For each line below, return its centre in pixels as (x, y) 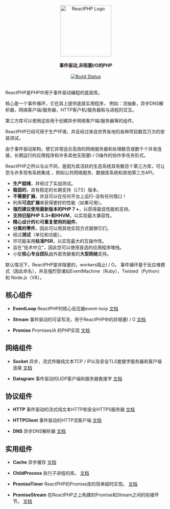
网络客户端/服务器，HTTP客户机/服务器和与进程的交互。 (78, 110)
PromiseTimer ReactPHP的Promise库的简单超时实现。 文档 (75, 484)
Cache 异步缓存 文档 (34, 462)
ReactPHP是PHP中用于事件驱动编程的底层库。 (54, 92)
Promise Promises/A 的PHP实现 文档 (51, 330)
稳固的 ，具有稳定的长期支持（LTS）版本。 (57, 190)
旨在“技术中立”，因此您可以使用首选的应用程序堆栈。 (68, 247)
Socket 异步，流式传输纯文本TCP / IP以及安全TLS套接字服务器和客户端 (87, 361)
